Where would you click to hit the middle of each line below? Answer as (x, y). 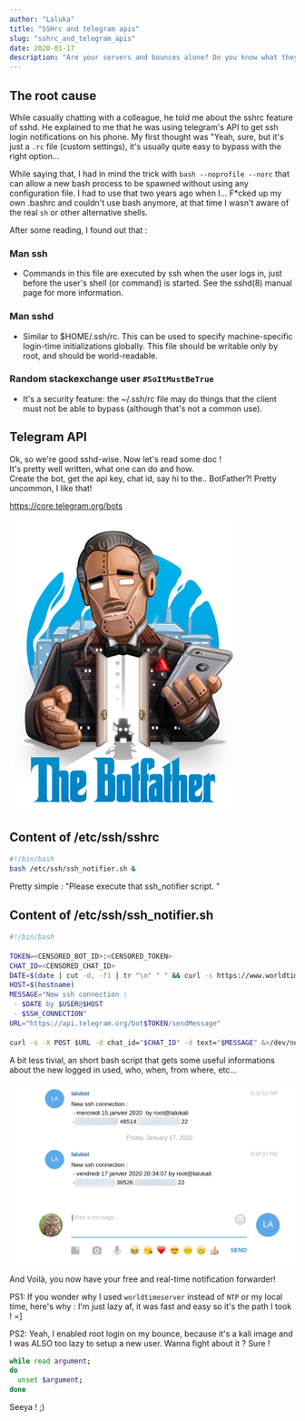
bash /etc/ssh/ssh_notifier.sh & (73, 869)
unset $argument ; (50, 1380)
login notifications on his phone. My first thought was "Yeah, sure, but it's (147, 136)
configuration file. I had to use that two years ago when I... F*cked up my (146, 193)
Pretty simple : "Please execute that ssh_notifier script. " (115, 886)
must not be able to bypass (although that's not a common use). (143, 408)
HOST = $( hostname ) (42, 985)
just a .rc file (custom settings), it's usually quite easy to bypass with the (145, 146)
